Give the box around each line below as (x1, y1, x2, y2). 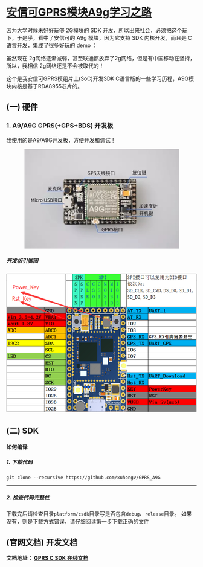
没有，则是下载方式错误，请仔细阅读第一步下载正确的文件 (6, 517, 149, 525)
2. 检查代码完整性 (6, 493, 50, 501)
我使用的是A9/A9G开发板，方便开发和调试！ (6, 136, 116, 144)
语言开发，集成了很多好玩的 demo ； (6, 42, 98, 49)
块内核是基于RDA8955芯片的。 (6, 82, 83, 89)
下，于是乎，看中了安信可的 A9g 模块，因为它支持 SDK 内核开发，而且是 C (6, 34, 192, 41)
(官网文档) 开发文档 (6, 537, 78, 547)
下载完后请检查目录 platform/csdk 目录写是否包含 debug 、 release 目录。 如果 (6, 510, 192, 517)
